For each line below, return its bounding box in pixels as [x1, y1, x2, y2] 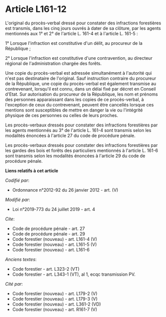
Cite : [5, 215, 15, 222]
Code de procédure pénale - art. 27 [12, 225, 85, 231]
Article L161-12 [5, 3, 67, 15]
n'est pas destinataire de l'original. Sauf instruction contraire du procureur [5, 75, 156, 81]
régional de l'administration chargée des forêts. [5, 60, 102, 66]
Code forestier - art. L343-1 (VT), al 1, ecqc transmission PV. [12, 271, 136, 277]
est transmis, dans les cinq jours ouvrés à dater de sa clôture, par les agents [5, 25, 161, 31]
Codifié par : [5, 177, 30, 183]
